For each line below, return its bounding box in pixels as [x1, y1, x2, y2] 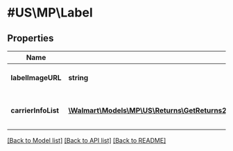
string [68, 73, 89, 82]
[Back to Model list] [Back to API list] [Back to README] [7, 137, 166, 144]
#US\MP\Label [7, 5, 93, 21]
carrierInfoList [10, 105, 60, 115]
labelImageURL [10, 73, 62, 82]
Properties [7, 32, 54, 44]
